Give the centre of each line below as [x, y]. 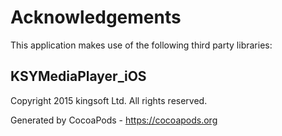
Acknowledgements [96, 17]
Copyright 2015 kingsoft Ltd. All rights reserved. [109, 100]
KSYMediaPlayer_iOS [78, 76]
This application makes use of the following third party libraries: [141, 45]
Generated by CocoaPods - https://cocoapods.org [114, 120]
